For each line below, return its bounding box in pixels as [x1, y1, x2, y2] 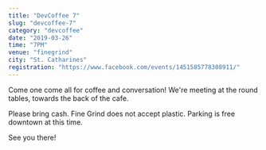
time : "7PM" [8, 41, 48, 49]
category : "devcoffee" [8, 26, 84, 34]
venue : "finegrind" [8, 48, 73, 56]
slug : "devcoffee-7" [8, 19, 77, 27]
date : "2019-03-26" [8, 33, 73, 42]
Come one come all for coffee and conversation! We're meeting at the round [8, 85, 259, 94]
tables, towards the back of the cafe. [8, 93, 129, 103]
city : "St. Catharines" [8, 56, 88, 64]
